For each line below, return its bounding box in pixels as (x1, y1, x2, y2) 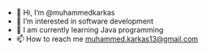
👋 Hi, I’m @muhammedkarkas (15, 8, 115, 17)
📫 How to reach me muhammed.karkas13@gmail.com (15, 34, 199, 44)
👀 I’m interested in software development (15, 16, 154, 26)
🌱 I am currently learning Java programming (15, 25, 164, 34)
